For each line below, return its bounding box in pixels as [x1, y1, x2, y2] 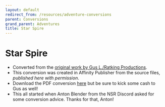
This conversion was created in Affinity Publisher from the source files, [12, 70, 160, 76]
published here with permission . [12, 75, 79, 81]
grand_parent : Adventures [5, 21, 60, 27]
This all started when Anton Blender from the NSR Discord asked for [12, 91, 154, 97]
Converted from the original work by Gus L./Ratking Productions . [12, 64, 147, 70]
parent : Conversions [5, 17, 49, 22]
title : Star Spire [5, 26, 44, 31]
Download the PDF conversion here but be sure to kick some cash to [12, 80, 155, 86]
